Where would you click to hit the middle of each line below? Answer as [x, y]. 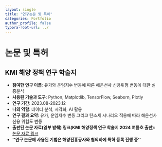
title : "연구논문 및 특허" [29, 14]
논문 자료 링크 [25, 133]
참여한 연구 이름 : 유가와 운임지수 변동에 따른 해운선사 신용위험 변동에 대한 [81, 85]
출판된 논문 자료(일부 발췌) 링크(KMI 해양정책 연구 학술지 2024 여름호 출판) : [84, 128]
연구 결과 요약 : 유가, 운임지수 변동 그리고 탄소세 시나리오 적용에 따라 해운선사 [84, 115]
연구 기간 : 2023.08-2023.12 [39, 103]
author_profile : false [28, 23]
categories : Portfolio [28, 18]
